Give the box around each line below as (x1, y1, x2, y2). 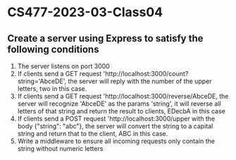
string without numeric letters (17, 144, 104, 152)
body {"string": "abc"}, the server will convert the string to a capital (17, 122, 213, 130)
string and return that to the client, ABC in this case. (17, 130, 168, 137)
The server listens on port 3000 (17, 62, 111, 70)
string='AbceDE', (17, 77, 67, 85)
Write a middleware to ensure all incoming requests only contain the (17, 137, 216, 145)
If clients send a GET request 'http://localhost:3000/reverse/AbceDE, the (17, 92, 229, 100)
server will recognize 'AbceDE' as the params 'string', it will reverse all (17, 99, 221, 108)
